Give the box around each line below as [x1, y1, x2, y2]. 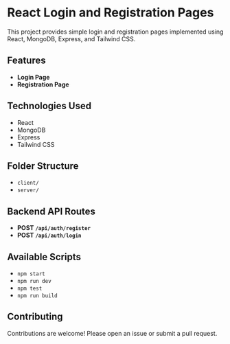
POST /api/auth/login [16, 231, 82, 240]
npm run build [16, 293, 58, 299]
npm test [16, 285, 43, 292]
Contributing [7, 311, 63, 323]
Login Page [16, 73, 50, 81]
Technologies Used [7, 100, 91, 112]
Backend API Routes [7, 205, 96, 217]
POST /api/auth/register [16, 224, 91, 232]
